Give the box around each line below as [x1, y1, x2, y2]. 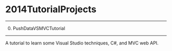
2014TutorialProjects [5, 4, 97, 15]
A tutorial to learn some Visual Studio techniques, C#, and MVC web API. [5, 40, 159, 46]
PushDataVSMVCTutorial [12, 25, 66, 31]
